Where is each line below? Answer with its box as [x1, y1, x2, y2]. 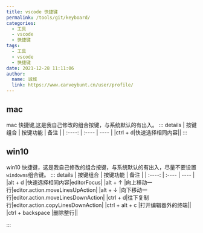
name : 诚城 [11, 76, 37, 82]
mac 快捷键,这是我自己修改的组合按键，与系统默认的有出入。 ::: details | [6, 121, 185, 128]
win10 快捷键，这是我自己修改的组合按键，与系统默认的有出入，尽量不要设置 [6, 163, 197, 171]
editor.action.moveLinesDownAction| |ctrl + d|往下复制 [13, 194, 149, 201]
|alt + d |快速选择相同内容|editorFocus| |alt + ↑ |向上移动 [6, 179, 147, 186]
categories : [6, 20, 36, 26]
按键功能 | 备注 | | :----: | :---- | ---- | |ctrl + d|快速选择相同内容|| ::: [21, 128, 187, 136]
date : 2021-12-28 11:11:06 [6, 65, 74, 71]
